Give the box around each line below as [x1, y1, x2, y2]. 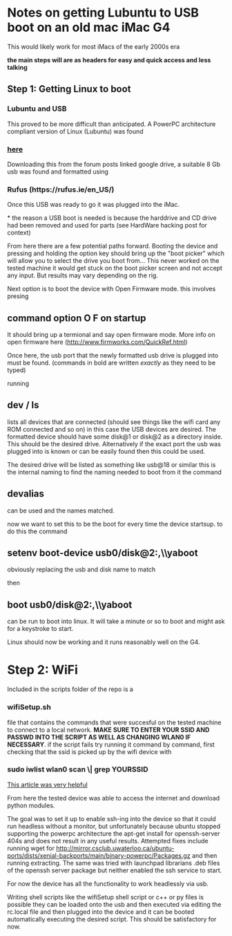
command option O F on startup [7, 312, 146, 324]
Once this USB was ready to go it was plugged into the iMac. [7, 201, 180, 209]
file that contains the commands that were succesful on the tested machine [7, 718, 222, 726]
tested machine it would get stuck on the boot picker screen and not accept [7, 264, 223, 273]
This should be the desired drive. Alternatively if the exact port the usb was [7, 439, 221, 448]
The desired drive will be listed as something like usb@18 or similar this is [7, 460, 216, 468]
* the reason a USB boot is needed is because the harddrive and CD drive [7, 214, 217, 222]
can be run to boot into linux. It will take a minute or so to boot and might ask [7, 617, 225, 625]
